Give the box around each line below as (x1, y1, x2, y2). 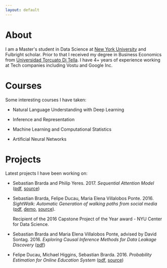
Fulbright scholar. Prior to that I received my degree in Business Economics (5, 51, 162, 57)
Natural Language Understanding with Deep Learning (12, 106, 124, 112)
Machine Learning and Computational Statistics (12, 126, 112, 132)
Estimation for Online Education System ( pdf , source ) (12, 257, 124, 263)
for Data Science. (12, 221, 49, 227)
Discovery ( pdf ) (12, 242, 46, 248)
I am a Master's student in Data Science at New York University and (5, 46, 146, 52)
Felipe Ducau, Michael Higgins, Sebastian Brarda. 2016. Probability (12, 252, 152, 258)
